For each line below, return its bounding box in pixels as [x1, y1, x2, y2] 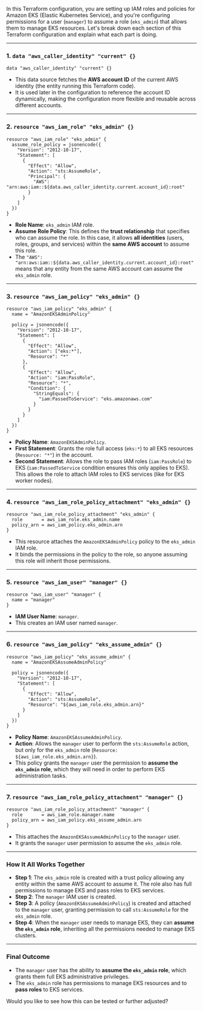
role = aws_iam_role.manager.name [11, 812, 115, 818]
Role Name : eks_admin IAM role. [14, 221, 95, 228]
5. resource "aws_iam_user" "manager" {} [6, 578, 128, 587]
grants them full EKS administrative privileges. [14, 973, 130, 980]
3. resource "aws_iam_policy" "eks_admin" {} [6, 292, 140, 300]
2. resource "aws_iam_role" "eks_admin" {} [6, 122, 134, 131]
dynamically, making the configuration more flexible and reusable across [14, 95, 196, 102]
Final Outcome [6, 953, 50, 961]
